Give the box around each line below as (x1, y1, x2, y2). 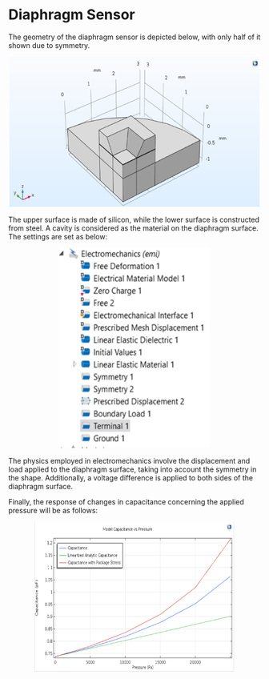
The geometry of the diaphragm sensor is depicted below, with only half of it (8, 32, 261, 42)
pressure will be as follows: (8, 505, 98, 515)
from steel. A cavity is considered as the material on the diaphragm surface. (8, 223, 259, 233)
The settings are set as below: (8, 231, 108, 241)
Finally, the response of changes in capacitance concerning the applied (8, 496, 244, 506)
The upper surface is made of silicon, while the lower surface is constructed (8, 215, 260, 224)
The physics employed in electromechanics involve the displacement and (8, 456, 251, 465)
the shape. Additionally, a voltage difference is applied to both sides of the (8, 472, 254, 482)
